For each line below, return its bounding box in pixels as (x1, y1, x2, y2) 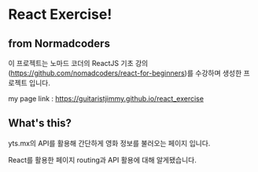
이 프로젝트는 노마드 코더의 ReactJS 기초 (8, 59, 134, 68)
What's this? (8, 116, 72, 130)
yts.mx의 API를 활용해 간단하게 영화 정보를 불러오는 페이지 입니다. (8, 138, 211, 148)
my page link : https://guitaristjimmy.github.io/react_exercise (8, 94, 205, 103)
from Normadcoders (8, 37, 110, 50)
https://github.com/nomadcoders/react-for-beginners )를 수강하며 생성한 (10, 68, 242, 78)
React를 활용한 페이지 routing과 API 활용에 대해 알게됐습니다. (8, 155, 197, 164)
